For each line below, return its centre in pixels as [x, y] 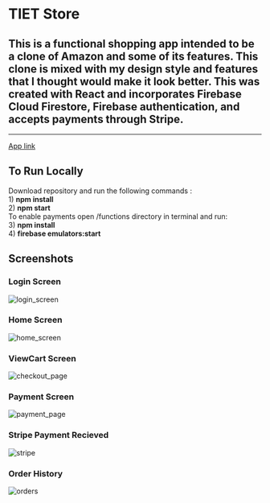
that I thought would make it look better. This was [134, 81]
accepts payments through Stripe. [96, 119]
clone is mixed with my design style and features [133, 69]
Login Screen [35, 282]
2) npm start [29, 208]
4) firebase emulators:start [55, 233]
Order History [35, 473]
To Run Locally [46, 171]
